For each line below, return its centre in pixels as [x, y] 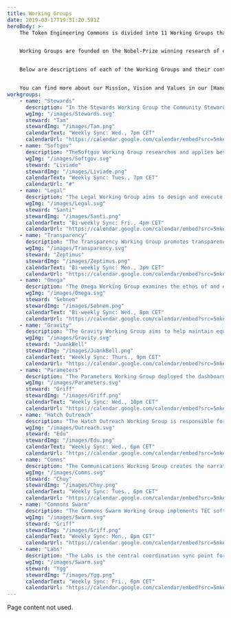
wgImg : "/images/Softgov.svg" [68, 158]
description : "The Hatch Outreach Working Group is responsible [119, 421]
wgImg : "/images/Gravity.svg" [68, 338]
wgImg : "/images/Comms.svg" [66, 473]
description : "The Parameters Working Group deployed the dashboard [125, 376]
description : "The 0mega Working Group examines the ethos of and [122, 287]
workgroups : [24, 94]
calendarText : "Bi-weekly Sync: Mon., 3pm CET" [95, 267]
